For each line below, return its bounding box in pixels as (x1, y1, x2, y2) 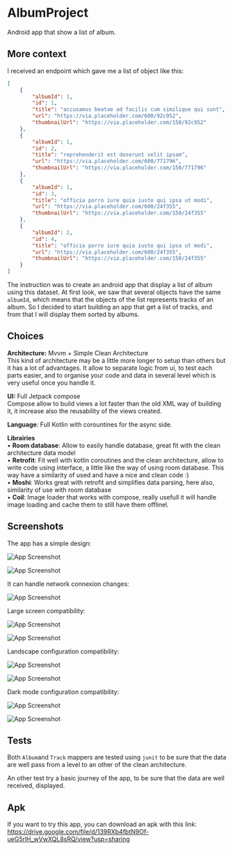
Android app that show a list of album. (7, 28, 116, 36)
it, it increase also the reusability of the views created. (7, 406, 162, 415)
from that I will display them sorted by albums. (7, 310, 140, 318)
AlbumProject (7, 5, 89, 21)
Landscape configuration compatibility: (7, 647, 120, 656)
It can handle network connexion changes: (7, 580, 130, 588)
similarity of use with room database (7, 486, 112, 494)
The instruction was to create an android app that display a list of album (7, 281, 213, 288)
